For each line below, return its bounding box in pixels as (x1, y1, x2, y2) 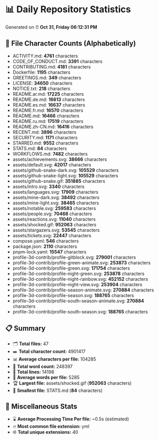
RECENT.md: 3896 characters (12, 129, 76, 135)
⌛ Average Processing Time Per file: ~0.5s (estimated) (12, 416, 129, 422)
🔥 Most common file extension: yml (12, 423, 90, 430)
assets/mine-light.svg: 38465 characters (12, 200, 99, 206)
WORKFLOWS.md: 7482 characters (12, 151, 88, 157)
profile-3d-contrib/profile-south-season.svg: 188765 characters (12, 308, 148, 315)
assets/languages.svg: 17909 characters (12, 188, 98, 195)
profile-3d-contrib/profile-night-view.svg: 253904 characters (12, 281, 143, 287)
